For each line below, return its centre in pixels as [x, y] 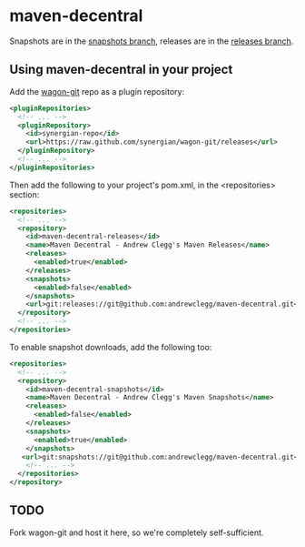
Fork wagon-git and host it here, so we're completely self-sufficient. [137, 532]
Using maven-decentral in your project [121, 70]
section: [25, 194]
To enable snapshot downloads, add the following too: [111, 347]
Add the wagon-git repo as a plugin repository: [97, 91]
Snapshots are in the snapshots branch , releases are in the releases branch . [152, 41]
